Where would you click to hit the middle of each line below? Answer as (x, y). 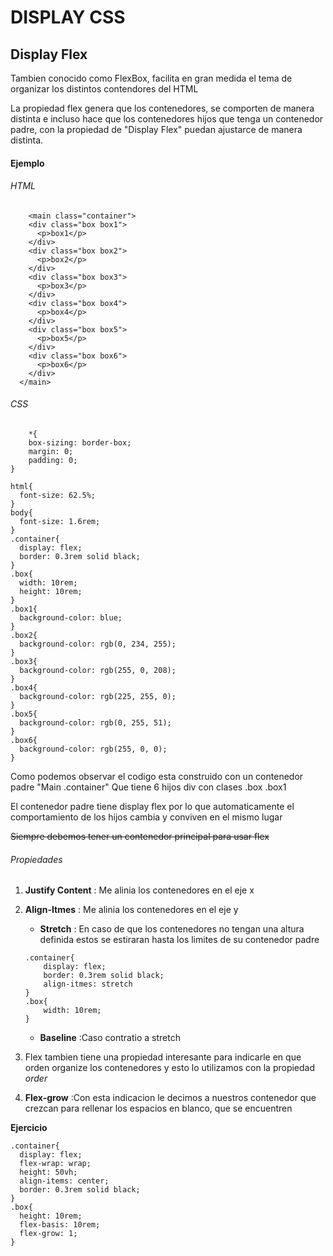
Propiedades (36, 859)
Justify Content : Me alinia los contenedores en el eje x (139, 890)
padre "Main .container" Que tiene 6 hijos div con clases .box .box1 (148, 787)
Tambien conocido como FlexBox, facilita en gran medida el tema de (151, 78)
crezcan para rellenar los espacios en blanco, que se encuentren (158, 1108)
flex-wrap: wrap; (55, 1164)
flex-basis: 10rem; (60, 1225)
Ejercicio (29, 1128)
